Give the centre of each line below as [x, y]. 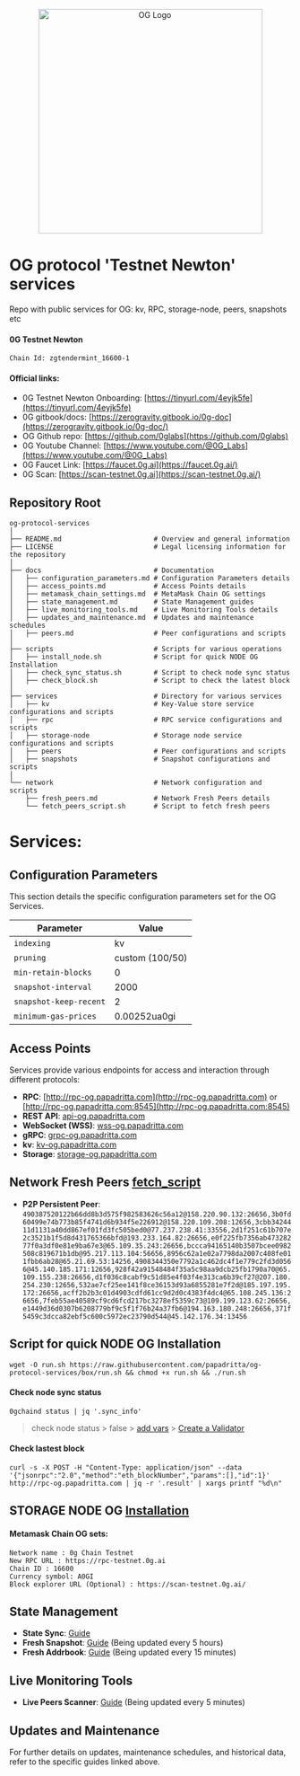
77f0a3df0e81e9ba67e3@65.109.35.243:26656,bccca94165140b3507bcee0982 [157, 1246]
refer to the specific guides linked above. [85, 1762]
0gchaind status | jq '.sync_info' [76, 1411]
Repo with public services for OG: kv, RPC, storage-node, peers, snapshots [148, 309]
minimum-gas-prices [55, 1016]
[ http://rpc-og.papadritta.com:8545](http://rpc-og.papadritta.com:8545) [156, 1106]
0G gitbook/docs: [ [57, 417]
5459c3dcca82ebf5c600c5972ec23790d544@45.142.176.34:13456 [135, 1316]
